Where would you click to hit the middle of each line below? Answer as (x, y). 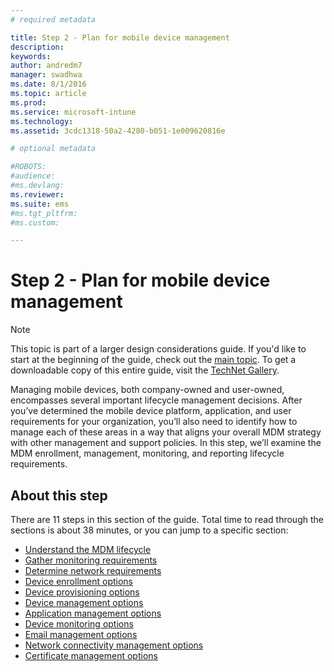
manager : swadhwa (46, 75)
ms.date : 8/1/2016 (48, 84)
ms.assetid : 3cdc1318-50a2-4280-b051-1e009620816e (118, 131)
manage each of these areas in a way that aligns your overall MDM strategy (166, 432)
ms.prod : (28, 102)
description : (37, 47)
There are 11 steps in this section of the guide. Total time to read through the (167, 519)
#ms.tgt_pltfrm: (44, 213)
